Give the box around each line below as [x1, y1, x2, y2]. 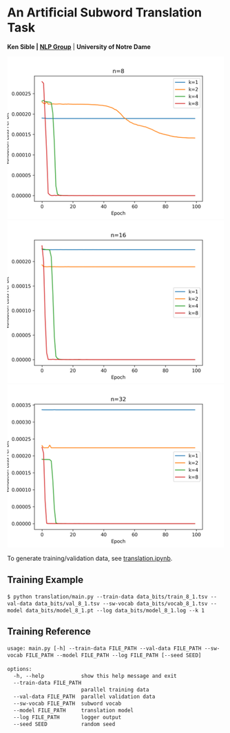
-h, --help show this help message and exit [13, 672, 177, 679]
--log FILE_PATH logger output [13, 714, 122, 721]
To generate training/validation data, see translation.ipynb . [7, 554, 173, 562]
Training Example [7, 574, 84, 586]
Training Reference [7, 626, 92, 637]
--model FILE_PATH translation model [13, 707, 134, 714]
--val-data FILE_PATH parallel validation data [13, 693, 156, 700]
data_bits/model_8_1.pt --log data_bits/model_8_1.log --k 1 [25, 607, 205, 614]
